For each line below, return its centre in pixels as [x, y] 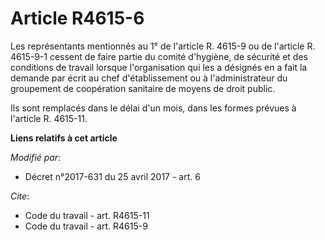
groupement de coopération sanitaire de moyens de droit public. [143, 88]
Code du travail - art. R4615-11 [87, 215]
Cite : [20, 196]
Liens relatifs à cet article [64, 138]
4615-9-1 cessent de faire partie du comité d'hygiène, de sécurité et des [159, 56]
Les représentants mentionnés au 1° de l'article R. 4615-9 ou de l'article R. [163, 46]
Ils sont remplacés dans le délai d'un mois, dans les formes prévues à [153, 108]
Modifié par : [36, 157]
